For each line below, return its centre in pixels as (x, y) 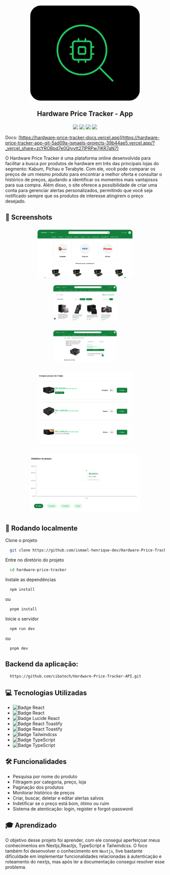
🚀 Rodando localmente (41, 528)
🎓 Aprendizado (31, 826)
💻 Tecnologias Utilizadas (46, 693)
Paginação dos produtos (38, 787)
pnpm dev (19, 648)
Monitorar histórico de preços (44, 792)
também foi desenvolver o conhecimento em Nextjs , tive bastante (74, 851)
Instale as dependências (31, 580)
